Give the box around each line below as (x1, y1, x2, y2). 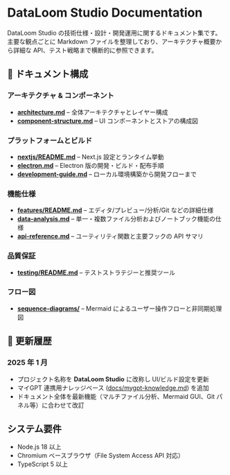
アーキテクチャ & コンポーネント (7, 91, 114, 101)
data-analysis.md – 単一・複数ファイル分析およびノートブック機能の (17, 215, 216, 223)
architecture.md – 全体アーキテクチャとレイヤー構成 (17, 107, 168, 116)
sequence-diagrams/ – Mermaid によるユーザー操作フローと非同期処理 (17, 304, 222, 313)
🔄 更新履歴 (7, 335, 52, 347)
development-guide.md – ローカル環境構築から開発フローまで (17, 170, 197, 178)
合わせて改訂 (47, 401, 85, 409)
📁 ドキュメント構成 (7, 68, 89, 80)
